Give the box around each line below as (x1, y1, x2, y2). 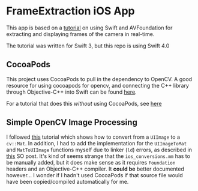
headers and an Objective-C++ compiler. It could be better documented (6, 165, 185, 172)
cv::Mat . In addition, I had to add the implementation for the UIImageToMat (6, 139, 187, 147)
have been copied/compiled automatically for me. (6, 178, 129, 185)
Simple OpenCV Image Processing (6, 117, 138, 127)
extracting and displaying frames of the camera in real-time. (6, 30, 155, 37)
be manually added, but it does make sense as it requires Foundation (6, 159, 176, 166)
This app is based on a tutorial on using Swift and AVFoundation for (6, 24, 173, 31)
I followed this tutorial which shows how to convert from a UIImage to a (6, 133, 180, 141)
